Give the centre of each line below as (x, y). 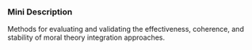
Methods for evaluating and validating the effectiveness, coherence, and (126, 29)
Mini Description (40, 12)
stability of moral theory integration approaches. (86, 37)
